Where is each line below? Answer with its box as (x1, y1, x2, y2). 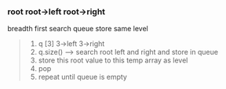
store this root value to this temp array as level (38, 55, 188, 65)
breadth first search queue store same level (7, 24, 148, 34)
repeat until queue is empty (38, 73, 127, 82)
